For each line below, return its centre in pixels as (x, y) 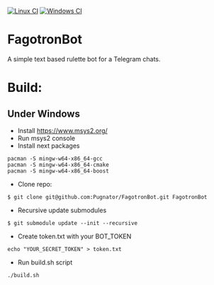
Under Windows (44, 114)
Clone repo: (35, 184)
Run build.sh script (45, 262)
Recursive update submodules (62, 210)
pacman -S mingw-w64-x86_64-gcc (55, 158)
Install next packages (49, 146)
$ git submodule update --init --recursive (73, 223)
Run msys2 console (46, 138)
